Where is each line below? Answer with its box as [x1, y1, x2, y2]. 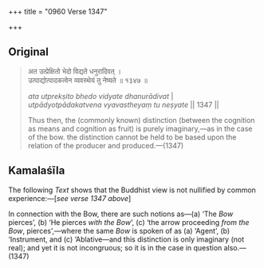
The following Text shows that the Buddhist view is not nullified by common [8, 185, 257, 195]
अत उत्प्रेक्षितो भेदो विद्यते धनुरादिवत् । [27, 66, 122, 76]
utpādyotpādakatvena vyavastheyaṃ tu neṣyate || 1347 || [27, 100, 219, 109]
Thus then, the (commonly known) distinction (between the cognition [27, 115, 255, 124]
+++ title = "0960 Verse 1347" [8, 7, 108, 16]
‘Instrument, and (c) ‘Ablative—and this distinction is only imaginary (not [8, 235, 245, 244]
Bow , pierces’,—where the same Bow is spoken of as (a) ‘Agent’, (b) [8, 226, 231, 235]
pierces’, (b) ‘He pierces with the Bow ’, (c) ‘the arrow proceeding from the [8, 217, 250, 227]
